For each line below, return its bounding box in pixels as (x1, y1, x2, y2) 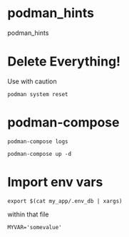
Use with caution (7, 77, 57, 85)
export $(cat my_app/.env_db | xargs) (7, 197, 123, 204)
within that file (7, 210, 49, 218)
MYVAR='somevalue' (7, 223, 62, 231)
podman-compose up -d (7, 150, 72, 157)
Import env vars (7, 174, 103, 190)
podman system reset (7, 90, 69, 98)
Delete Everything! (7, 53, 121, 70)
